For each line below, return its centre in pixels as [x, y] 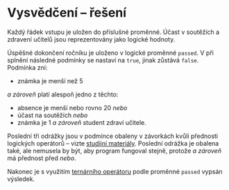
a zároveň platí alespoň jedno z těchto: [63, 94]
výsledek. [21, 179]
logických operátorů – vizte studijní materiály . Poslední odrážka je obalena [113, 143]
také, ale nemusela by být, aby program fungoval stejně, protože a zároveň [114, 150]
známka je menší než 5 [50, 80]
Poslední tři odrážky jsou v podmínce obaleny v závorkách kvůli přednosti [113, 136]
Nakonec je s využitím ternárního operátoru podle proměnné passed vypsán [115, 171]
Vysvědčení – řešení [67, 13]
